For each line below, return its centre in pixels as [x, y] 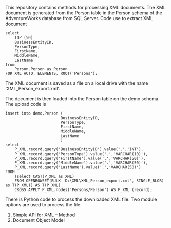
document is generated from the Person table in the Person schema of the [84, 13]
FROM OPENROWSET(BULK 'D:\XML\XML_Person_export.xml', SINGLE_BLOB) [89, 181]
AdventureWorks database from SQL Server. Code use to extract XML [79, 18]
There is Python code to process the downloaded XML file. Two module [81, 199]
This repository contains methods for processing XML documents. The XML [85, 7]
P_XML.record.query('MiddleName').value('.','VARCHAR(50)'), [81, 163]
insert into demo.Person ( [34, 113]
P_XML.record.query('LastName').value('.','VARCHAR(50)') [78, 167]
